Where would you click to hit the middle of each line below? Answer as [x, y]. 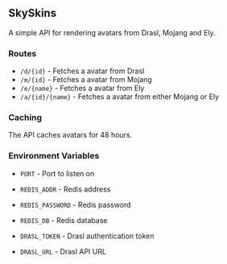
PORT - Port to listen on [57, 173]
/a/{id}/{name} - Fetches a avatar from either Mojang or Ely [120, 97]
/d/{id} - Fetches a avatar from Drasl [82, 71]
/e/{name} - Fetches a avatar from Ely [82, 89]
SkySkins [33, 13]
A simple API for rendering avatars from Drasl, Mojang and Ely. [112, 32]
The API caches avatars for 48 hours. [70, 135]
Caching [25, 118]
